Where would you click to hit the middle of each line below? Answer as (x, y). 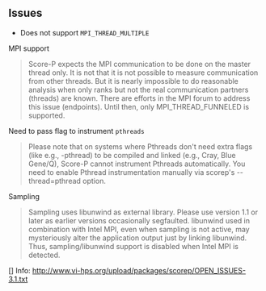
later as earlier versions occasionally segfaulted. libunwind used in (139, 220)
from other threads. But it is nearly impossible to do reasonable (133, 81)
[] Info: (19, 270)
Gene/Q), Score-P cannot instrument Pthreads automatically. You (137, 164)
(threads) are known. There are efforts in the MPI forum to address (139, 98)
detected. (44, 255)
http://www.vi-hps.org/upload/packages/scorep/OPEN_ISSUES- (139, 270)
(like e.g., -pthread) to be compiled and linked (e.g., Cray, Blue (132, 155)
